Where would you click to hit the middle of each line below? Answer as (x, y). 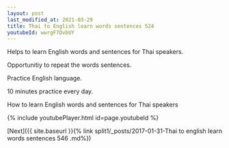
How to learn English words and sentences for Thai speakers (93, 105)
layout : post (26, 13)
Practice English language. (44, 78)
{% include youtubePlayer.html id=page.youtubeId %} (83, 118)
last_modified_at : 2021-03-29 (50, 20)
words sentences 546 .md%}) (49, 138)
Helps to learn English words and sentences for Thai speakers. (95, 52)
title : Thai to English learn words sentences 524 (81, 26)
